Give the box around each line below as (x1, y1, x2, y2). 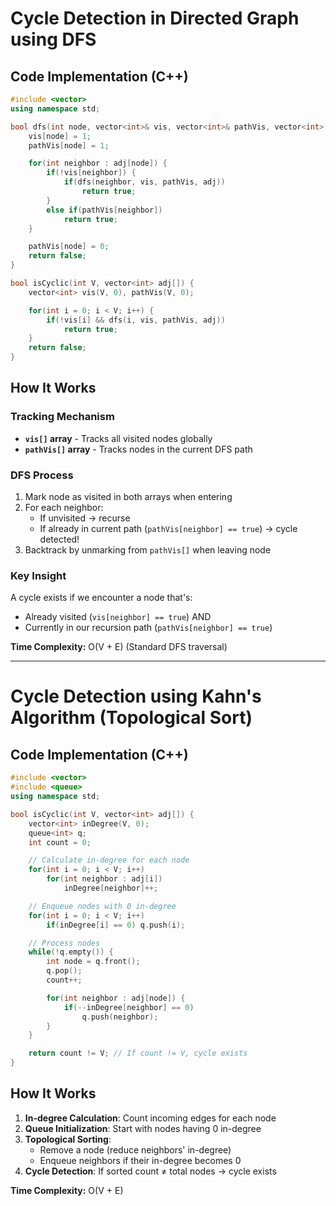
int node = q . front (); (46, 957, 141, 967)
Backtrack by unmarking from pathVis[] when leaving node (24, 543, 272, 556)
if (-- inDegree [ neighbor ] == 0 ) (63, 1002, 195, 1012)
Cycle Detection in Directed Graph (10, 7, 300, 30)
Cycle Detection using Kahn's (10, 685, 262, 708)
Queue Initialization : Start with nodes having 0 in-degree (24, 1122, 262, 1134)
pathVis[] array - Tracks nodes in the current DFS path (24, 443, 253, 455)
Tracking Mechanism (10, 410, 115, 424)
